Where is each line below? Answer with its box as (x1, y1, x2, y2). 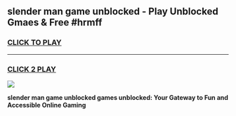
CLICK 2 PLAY (7, 64, 56, 74)
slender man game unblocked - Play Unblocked (7, 6, 219, 18)
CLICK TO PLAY (7, 38, 62, 48)
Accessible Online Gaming (7, 101, 86, 109)
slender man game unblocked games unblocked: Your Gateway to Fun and (7, 93, 228, 101)
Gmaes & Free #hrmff (7, 17, 103, 29)
